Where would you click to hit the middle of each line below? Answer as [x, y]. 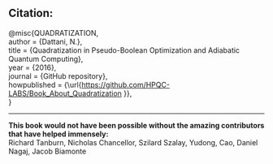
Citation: [31, 13]
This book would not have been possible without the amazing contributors [136, 125]
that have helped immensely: [58, 134]
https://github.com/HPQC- [126, 84]
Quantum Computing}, [46, 58]
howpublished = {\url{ [45, 84]
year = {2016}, [32, 67]
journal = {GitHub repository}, [58, 76]
